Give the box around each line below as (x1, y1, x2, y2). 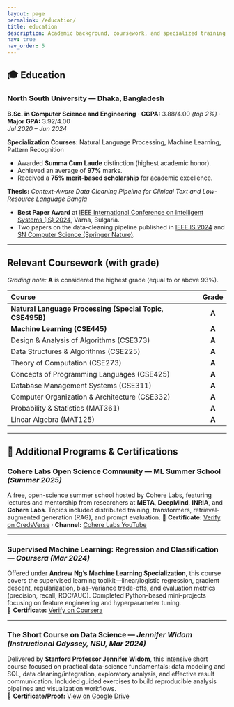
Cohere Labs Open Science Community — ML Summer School (7, 466, 221, 476)
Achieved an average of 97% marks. (17, 166, 123, 174)
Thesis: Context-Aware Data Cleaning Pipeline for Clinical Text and (7, 187, 201, 195)
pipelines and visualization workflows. (7, 684, 116, 692)
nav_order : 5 (7, 43, 45, 50)
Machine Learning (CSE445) (10, 324, 107, 333)
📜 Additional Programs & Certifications (7, 446, 178, 457)
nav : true (7, 36, 36, 43)
